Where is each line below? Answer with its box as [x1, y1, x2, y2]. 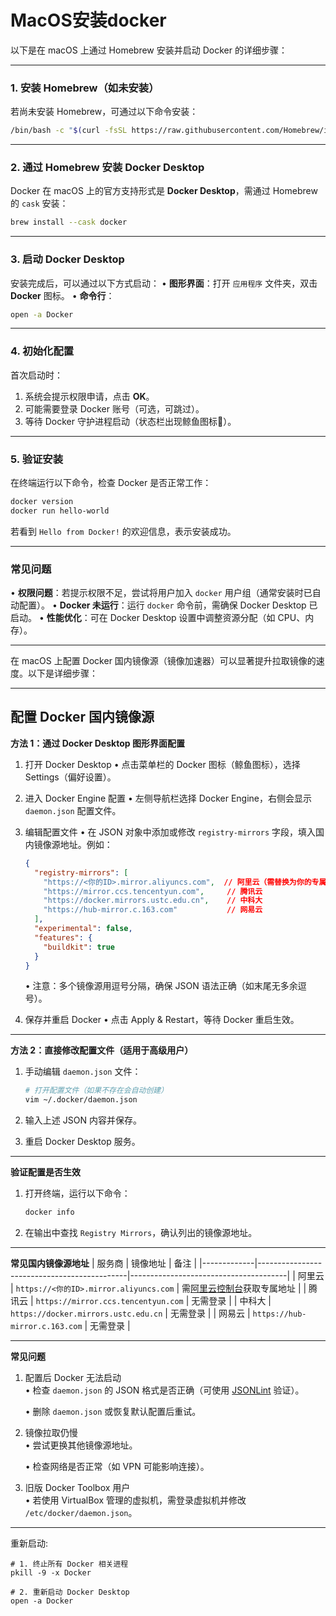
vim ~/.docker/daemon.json [24, 1095, 138, 1105]
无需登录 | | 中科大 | [191, 1295, 272, 1307]
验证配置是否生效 [10, 1166, 81, 1178]
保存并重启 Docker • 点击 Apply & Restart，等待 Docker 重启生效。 [24, 1014, 300, 1026]
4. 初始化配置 [10, 344, 75, 358]
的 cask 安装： [10, 197, 69, 210]
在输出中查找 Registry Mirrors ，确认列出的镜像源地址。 [24, 1227, 258, 1239]
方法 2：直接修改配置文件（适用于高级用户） [10, 1044, 194, 1056]
